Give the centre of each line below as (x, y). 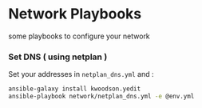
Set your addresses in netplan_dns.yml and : (81, 74)
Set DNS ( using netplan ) (58, 57)
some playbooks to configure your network (79, 36)
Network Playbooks (75, 14)
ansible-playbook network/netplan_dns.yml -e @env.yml (101, 97)
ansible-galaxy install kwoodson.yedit (75, 89)
